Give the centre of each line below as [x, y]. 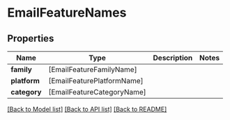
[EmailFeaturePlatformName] [96, 81]
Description [173, 58]
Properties [31, 38]
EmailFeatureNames [67, 13]
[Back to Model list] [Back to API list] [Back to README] [87, 109]
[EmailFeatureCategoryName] [97, 92]
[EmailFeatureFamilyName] [93, 69]
